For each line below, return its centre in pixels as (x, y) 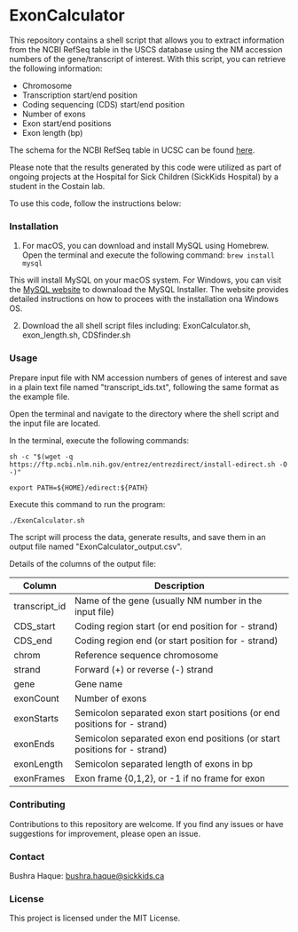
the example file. (39, 396)
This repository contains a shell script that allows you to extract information (147, 40)
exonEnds (34, 744)
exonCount (36, 698)
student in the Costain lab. (57, 186)
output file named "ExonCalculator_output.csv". (96, 546)
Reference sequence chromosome (146, 655)
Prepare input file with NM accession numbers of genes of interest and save (149, 378)
